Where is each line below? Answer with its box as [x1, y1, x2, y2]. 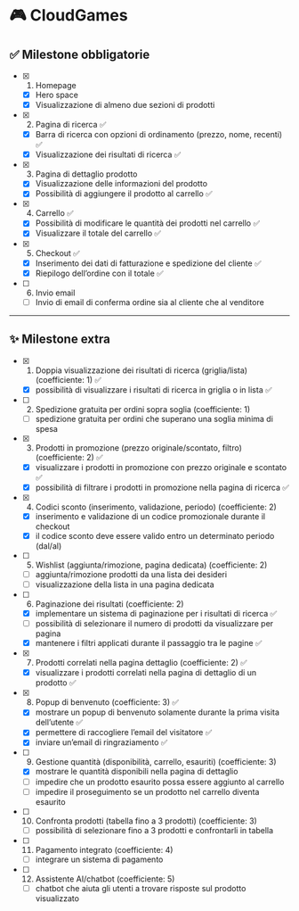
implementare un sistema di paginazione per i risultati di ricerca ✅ [35, 609, 278, 618]
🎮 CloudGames [9, 5, 128, 26]
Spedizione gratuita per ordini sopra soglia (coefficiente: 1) [35, 403, 251, 414]
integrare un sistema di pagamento [35, 854, 164, 865]
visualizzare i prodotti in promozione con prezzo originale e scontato [35, 461, 287, 472]
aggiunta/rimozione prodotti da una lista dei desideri [35, 568, 228, 579]
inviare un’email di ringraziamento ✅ [35, 737, 168, 748]
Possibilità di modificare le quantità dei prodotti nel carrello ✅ [35, 218, 261, 228]
